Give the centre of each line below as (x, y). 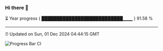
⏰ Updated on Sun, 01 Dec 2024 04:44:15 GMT (52, 34)
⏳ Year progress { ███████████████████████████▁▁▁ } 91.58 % (79, 18)
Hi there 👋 (17, 8)
